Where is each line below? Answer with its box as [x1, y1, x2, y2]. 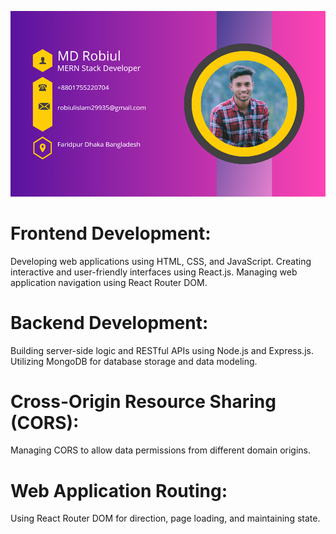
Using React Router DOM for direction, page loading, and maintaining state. [10, 512, 321, 525]
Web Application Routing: [10, 479, 228, 502]
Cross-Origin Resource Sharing [10, 390, 277, 413]
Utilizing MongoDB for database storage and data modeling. [10, 355, 258, 367]
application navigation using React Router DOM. [10, 276, 208, 288]
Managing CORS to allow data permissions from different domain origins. [10, 444, 312, 456]
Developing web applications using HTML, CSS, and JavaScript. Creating [10, 255, 312, 267]
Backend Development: [10, 311, 209, 334]
